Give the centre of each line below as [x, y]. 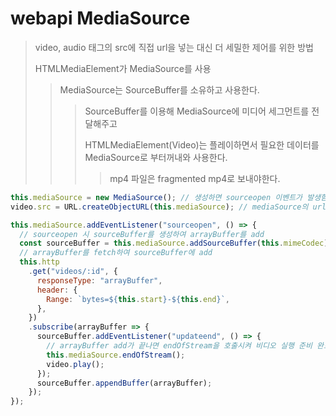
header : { [57, 290]
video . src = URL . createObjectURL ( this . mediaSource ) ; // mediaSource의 [159, 207]
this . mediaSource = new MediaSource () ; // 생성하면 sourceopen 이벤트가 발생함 [169, 197]
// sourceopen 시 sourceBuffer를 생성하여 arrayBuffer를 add [142, 234]
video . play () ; [75, 364]
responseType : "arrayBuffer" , [99, 280]
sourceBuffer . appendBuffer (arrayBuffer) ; [124, 383]
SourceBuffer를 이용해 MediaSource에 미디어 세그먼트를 [197, 111]
